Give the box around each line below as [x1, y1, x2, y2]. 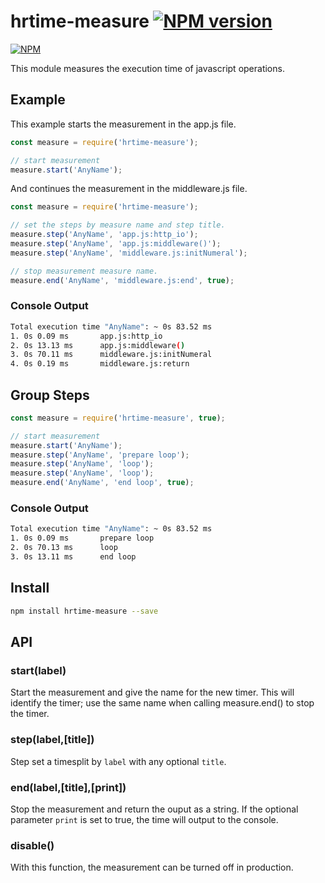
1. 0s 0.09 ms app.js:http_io [10, 331, 163, 341]
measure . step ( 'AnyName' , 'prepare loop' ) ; [10, 450, 190, 460]
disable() [10, 838, 55, 852]
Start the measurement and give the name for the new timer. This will [10, 686, 295, 699]
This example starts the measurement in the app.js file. [10, 118, 237, 130]
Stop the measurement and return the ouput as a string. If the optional [10, 803, 299, 815]
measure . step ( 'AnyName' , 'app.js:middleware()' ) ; [10, 239, 222, 249]
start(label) [10, 663, 67, 677]
